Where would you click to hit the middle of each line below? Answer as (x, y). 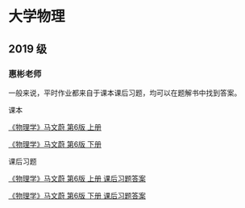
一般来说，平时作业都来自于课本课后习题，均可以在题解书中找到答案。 (125, 93)
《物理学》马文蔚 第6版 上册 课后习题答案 (77, 178)
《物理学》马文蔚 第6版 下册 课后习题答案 (77, 195)
